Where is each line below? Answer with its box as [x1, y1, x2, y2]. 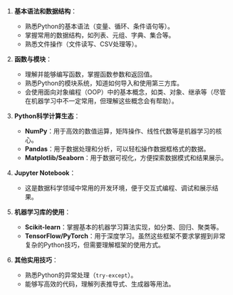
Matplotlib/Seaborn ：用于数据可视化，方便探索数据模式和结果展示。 [24, 154, 228, 162]
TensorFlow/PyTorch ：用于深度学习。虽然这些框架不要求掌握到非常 [24, 232, 226, 240]
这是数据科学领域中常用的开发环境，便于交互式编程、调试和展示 [24, 184, 212, 192]
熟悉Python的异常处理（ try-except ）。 [24, 271, 138, 279]
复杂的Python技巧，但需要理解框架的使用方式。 [24, 241, 165, 249]
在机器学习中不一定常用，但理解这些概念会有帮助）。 [24, 97, 178, 105]
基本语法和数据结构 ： [14, 7, 77, 15]
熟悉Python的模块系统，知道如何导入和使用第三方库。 [24, 79, 184, 87]
